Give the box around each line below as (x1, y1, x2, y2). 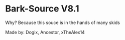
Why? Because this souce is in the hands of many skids (5, 19, 120, 25)
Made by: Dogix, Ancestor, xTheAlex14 (5, 29, 85, 35)
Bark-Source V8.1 (5, 3, 79, 14)
